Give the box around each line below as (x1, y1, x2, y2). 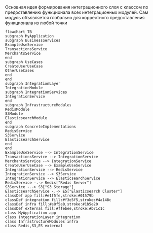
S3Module (5, 111, 23, 116)
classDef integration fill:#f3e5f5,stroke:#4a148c (5, 198, 112, 202)
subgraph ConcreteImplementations (5, 124, 76, 129)
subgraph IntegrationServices (5, 90, 68, 95)
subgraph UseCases (5, 60, 43, 65)
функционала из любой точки (5, 20, 68, 26)
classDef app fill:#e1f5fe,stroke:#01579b (5, 193, 94, 198)
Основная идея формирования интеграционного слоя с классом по (5, 4, 149, 10)
